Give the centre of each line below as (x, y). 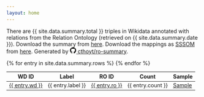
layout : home (23, 13)
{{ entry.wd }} (26, 85)
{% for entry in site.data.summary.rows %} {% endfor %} (78, 63)
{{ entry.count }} (148, 85)
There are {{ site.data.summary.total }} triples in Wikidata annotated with (98, 31)
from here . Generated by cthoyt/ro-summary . (67, 51)
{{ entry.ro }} (107, 85)
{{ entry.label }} (67, 85)
